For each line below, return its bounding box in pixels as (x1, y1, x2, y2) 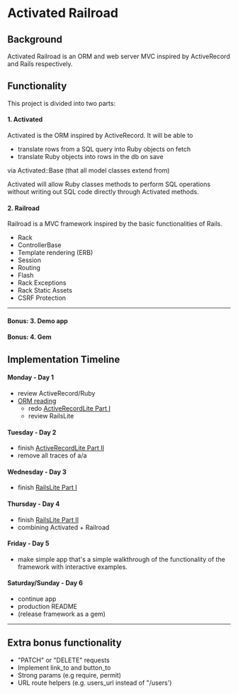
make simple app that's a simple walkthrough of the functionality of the (17, 555, 225, 563)
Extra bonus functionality (7, 637, 122, 649)
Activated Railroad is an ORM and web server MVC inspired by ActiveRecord (7, 52, 230, 60)
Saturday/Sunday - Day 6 (7, 579, 84, 587)
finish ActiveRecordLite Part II (17, 444, 105, 452)
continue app (17, 595, 57, 603)
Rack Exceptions (17, 278, 67, 287)
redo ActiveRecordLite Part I (28, 404, 111, 413)
